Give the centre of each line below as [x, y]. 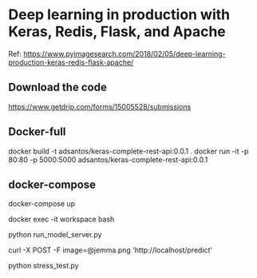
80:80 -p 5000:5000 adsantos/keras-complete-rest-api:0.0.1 [108, 159]
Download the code [58, 87]
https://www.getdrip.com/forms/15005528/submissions [100, 106]
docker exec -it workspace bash [61, 219]
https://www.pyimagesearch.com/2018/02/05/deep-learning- [125, 54]
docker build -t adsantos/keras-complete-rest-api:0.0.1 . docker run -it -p [128, 151]
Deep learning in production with [119, 15]
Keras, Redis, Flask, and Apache [117, 32]
